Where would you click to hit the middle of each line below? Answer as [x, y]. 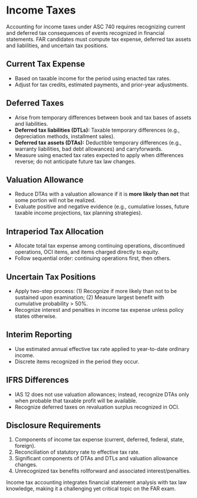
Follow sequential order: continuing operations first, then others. [93, 258]
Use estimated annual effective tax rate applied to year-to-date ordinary [102, 349]
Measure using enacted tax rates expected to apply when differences [99, 155]
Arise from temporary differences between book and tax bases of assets [103, 117]
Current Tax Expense [46, 64]
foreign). [25, 446]
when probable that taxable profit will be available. [76, 401]
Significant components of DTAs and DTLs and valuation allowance [96, 458]
